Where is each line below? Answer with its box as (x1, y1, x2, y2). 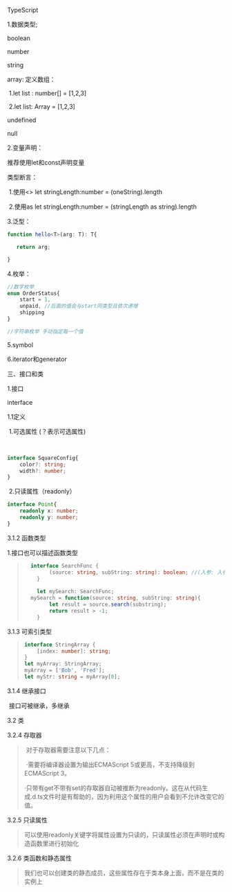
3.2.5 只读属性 (7, 816, 48, 824)
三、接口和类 (7, 369, 43, 378)
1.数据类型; (7, 20, 38, 28)
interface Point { (7, 501, 57, 508)
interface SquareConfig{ (7, 454, 79, 462)
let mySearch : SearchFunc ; (37, 588, 115, 595)
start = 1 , (19, 296, 51, 304)
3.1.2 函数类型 (7, 534, 46, 542)
